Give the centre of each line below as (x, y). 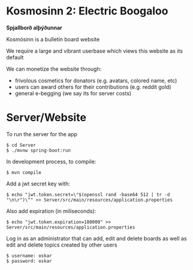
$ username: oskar (29, 256)
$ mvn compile (24, 172)
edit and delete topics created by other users (62, 245)
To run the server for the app (42, 134)
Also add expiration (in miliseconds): (51, 211)
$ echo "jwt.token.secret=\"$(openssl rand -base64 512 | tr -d (88, 194)
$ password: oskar (29, 261)
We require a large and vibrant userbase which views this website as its (94, 51)
